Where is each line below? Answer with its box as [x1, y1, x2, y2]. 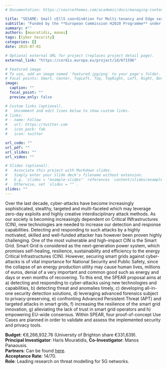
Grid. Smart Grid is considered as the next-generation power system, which [5, 242, 160, 248]
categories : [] [5, 39, 37, 45]
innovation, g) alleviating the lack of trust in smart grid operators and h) [5, 306, 151, 312]
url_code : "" [5, 140, 32, 145]
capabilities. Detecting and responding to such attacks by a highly [5, 226, 141, 232]
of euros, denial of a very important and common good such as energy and [5, 269, 159, 275]
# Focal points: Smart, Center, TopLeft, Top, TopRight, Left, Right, [5, 76, 155, 81]
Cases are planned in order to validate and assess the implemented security [5, 317, 161, 323]
